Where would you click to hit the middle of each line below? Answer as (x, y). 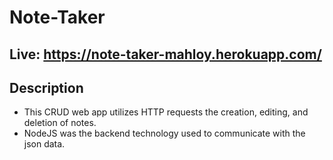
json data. (44, 144)
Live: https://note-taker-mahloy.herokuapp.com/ (165, 54)
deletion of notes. (60, 123)
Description (46, 87)
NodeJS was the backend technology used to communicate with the (164, 133)
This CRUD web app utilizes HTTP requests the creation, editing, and (166, 112)
